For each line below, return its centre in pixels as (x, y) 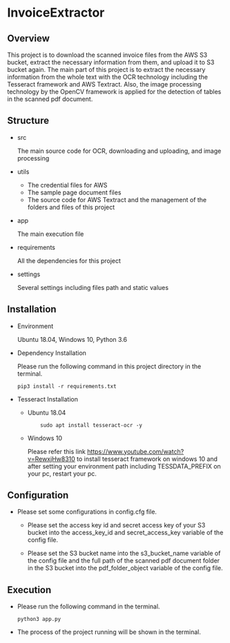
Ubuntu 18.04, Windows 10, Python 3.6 (72, 339)
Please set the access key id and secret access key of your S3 (116, 525)
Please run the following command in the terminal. (88, 606)
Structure (28, 121)
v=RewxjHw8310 (51, 459)
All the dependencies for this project (69, 260)
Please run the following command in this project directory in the (109, 366)
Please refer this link (57, 451)
